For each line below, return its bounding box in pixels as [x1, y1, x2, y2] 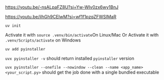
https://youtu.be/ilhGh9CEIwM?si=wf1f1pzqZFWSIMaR [5, 14, 117, 19]
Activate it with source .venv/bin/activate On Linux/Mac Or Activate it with [5, 32, 159, 38]
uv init [5, 23, 21, 28]
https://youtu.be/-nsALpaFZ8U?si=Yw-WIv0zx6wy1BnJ [5, 4, 119, 10]
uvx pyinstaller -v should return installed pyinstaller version [5, 55, 134, 61]
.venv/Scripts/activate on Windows [5, 37, 81, 43]
